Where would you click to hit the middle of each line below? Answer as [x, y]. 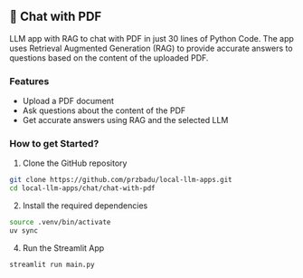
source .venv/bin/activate [60, 223]
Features [29, 81]
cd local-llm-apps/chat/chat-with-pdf [82, 188]
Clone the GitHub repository [75, 163]
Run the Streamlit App [63, 248]
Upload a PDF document [68, 101]
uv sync [24, 231]
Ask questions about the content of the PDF [104, 110]
